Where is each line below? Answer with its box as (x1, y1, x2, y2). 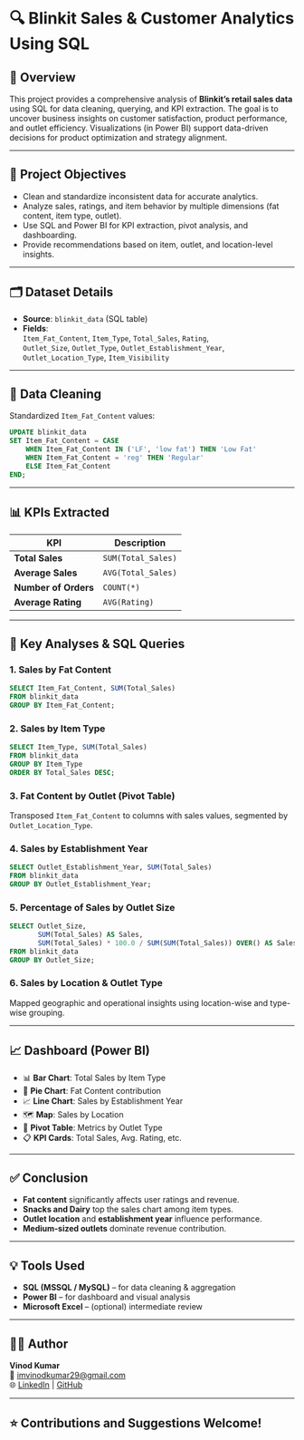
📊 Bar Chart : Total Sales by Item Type (22, 1072, 166, 1083)
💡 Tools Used (9, 1258, 86, 1273)
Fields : (22, 323, 49, 333)
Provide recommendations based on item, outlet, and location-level (22, 238, 273, 250)
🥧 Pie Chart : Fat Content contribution (22, 1085, 161, 1096)
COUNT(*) (102, 582, 140, 593)
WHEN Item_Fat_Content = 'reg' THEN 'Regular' (25, 453, 204, 463)
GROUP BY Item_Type (9, 759, 83, 768)
